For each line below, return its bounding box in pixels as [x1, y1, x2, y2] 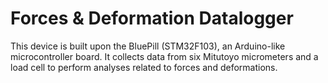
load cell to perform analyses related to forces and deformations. [10, 61, 278, 73]
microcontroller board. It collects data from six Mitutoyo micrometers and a [10, 50, 319, 62]
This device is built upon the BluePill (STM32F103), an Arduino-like [10, 40, 286, 52]
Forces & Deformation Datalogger [10, 7, 294, 30]
